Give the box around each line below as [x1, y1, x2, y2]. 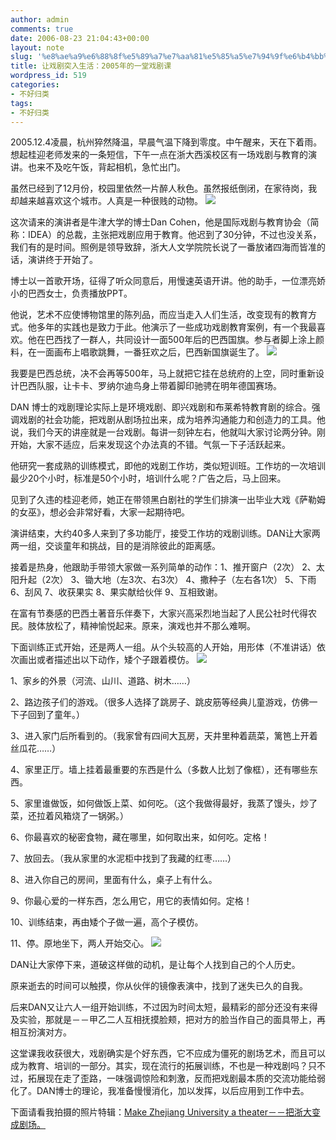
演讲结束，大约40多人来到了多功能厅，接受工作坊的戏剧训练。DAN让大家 [10, 527, 312, 540]
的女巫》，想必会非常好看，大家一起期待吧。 [10, 506, 190, 518]
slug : [10, 52, 33, 62]
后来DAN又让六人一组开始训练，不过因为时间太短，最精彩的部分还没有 [10, 1001, 301, 1013]
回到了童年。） [27, 709, 85, 721]
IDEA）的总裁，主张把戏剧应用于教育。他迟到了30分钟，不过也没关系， [27, 229, 322, 241]
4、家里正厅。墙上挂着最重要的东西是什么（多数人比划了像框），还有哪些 [10, 764, 310, 776]
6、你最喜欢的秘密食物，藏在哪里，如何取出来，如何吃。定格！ [10, 831, 270, 843]
